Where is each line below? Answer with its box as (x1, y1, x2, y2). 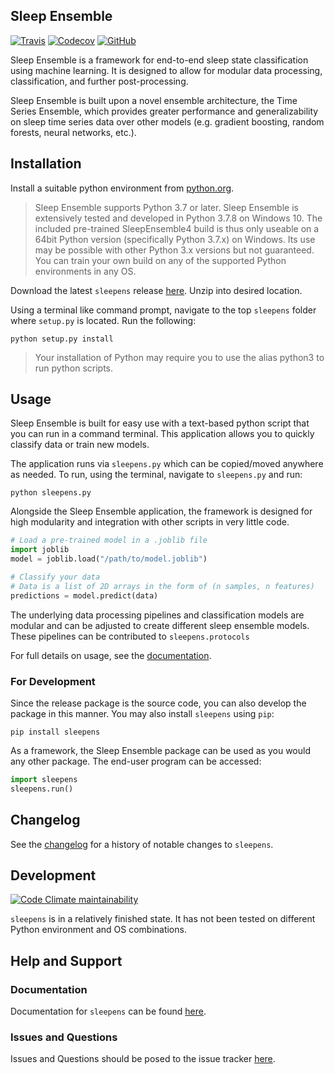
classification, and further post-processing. (10, 75, 189, 87)
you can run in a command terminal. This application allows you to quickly (10, 428, 315, 440)
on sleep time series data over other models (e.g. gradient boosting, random (10, 115, 325, 128)
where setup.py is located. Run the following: (10, 314, 197, 326)
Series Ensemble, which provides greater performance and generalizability (10, 105, 319, 117)
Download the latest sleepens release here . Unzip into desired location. (10, 284, 303, 296)
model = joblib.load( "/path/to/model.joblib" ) (10, 554, 208, 564)
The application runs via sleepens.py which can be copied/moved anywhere (10, 458, 324, 470)
